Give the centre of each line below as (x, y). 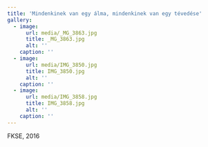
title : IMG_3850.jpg (55, 71)
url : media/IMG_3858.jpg (61, 97)
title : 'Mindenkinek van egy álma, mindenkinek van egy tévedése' (105, 13)
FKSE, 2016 (23, 136)
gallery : (20, 20)
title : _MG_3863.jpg (55, 39)
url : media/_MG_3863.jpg (61, 33)
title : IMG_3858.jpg (55, 104)
